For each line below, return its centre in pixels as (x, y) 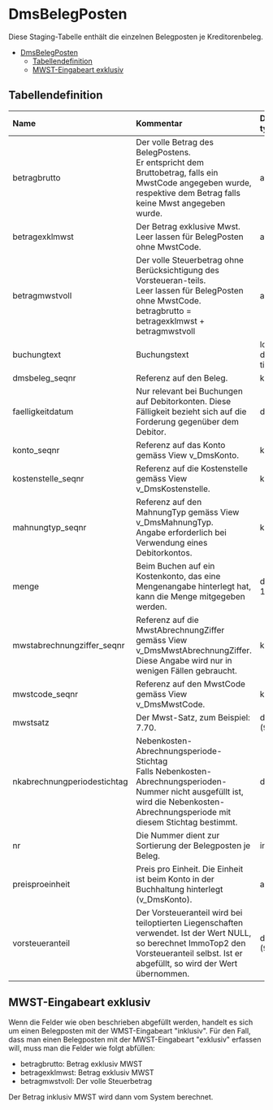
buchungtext (37, 355)
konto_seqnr (36, 450)
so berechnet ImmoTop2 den (191, 942)
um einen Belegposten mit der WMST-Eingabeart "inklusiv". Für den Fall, (130, 1030)
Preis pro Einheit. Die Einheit (190, 868)
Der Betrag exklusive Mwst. (188, 226)
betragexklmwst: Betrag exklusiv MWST (87, 1072)
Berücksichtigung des (178, 270)
